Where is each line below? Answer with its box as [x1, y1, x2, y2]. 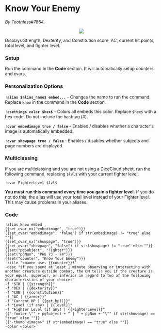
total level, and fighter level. [5, 42, 61, 48]
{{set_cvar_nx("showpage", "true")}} [5, 239, 81, 244]
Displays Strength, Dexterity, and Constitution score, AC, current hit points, [5, 37, 155, 43]
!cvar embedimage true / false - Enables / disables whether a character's [5, 123, 154, 129]
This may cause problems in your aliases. [5, 199, 88, 205]
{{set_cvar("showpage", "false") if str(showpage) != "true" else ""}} [5, 243, 153, 249]
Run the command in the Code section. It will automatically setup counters [5, 66, 154, 72]
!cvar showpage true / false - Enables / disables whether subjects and [5, 138, 149, 143]
